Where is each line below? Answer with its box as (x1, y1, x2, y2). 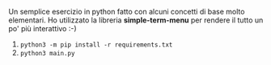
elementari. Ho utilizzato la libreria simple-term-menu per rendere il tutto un (8, 15, 264, 25)
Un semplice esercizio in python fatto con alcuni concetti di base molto (8, 7, 245, 16)
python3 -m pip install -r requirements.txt (19, 41, 173, 49)
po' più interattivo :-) (8, 24, 77, 33)
